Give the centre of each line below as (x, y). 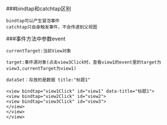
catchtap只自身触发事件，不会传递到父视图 (52, 27)
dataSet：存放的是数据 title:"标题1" (48, 80)
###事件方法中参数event (36, 39)
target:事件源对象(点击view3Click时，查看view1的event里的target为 (84, 62)
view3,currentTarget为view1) (41, 69)
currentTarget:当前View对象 (39, 51)
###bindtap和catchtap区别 (39, 9)
